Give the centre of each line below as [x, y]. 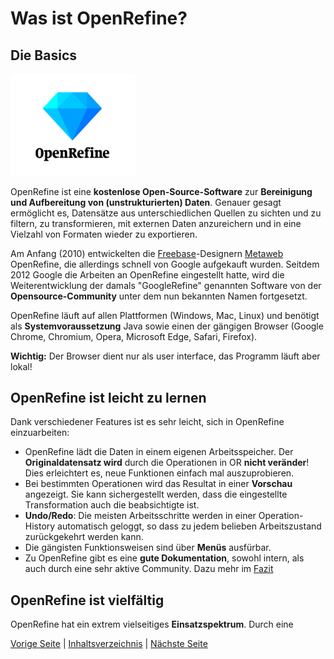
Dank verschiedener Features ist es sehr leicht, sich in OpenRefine [147, 422]
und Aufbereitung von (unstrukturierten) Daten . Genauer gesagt [146, 202]
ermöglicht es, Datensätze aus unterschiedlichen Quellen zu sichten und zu [166, 213]
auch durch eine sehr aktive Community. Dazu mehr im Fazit [149, 569]
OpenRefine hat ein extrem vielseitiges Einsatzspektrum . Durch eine [152, 624]
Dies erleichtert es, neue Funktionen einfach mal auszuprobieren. [159, 473]
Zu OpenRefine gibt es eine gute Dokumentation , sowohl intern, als [164, 558]
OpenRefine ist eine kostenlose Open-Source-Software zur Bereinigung [161, 191]
